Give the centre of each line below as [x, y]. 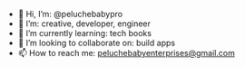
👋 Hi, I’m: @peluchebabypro [70, 14]
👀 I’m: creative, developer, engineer [84, 24]
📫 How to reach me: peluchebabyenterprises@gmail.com [127, 53]
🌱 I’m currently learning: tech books [85, 33]
